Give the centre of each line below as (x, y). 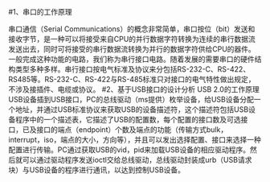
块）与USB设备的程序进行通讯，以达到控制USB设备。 (97, 170)
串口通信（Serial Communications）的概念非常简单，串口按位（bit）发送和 (132, 29)
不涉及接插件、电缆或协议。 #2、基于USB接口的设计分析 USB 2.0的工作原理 (134, 89)
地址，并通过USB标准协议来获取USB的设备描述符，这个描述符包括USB (132, 110)
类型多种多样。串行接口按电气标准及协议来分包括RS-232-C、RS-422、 (133, 69)
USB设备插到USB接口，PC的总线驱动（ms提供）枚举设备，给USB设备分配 (131, 99)
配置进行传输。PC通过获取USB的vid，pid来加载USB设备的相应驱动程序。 (129, 150)
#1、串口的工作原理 (40, 12)
